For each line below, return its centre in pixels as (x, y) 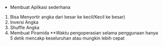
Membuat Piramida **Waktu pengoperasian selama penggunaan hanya (84, 33)
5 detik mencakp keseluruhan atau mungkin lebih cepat (67, 38)
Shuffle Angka (25, 27)
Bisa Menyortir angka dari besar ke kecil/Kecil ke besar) (67, 17)
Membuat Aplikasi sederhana (40, 7)
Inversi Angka (24, 22)
